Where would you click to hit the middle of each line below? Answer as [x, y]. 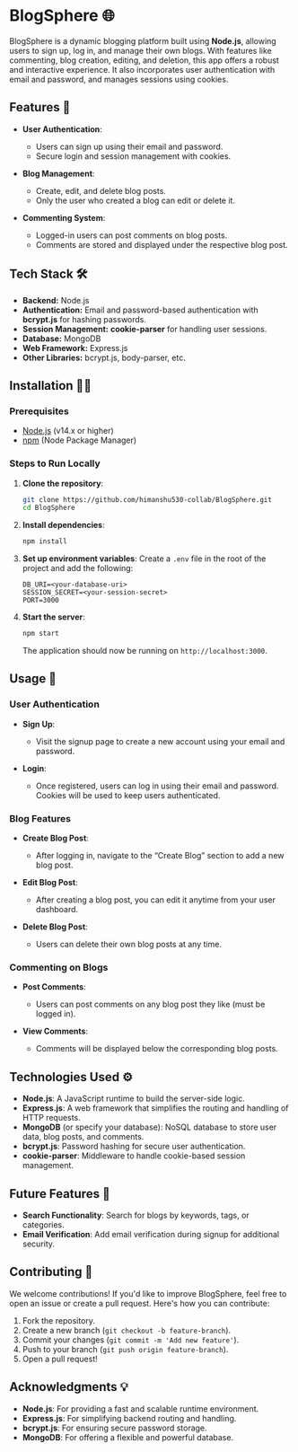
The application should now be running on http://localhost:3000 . [145, 651]
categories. [43, 1224]
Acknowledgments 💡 [69, 1387]
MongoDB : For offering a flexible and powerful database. [128, 1437]
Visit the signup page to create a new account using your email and [160, 741]
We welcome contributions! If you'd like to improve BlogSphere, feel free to [148, 1293]
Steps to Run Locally [55, 463]
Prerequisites [39, 411]
